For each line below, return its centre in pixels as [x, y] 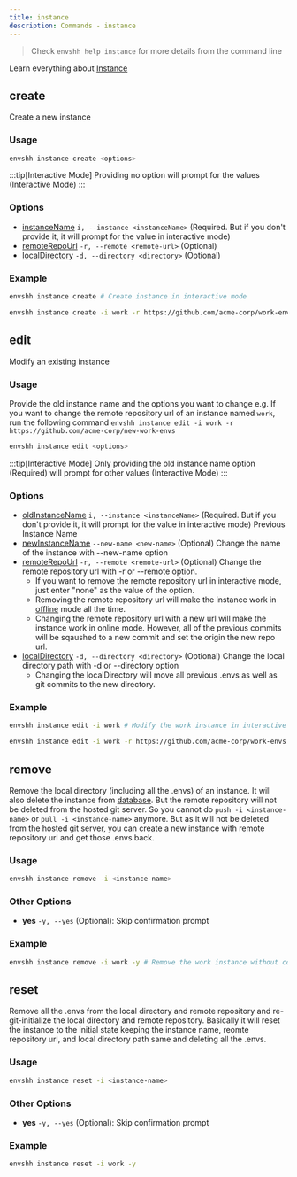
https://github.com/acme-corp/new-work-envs [92, 430]
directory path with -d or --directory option [100, 666]
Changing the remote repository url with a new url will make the [151, 619]
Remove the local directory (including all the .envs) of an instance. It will [140, 790]
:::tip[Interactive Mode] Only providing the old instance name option [133, 463]
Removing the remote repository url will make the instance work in [156, 600]
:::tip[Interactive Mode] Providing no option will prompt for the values [135, 175]
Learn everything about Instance [69, 68]
